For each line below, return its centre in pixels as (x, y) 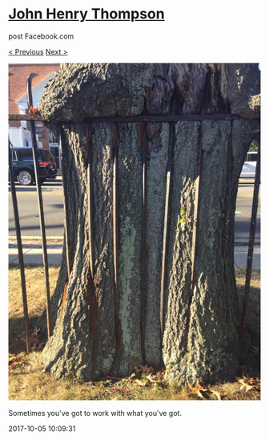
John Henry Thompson (87, 14)
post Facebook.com (41, 36)
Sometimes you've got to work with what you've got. (95, 413)
